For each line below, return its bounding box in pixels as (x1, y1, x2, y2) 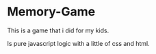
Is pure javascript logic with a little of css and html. (7, 39, 151, 47)
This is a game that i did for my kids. (7, 26, 109, 34)
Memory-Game (7, 4, 96, 20)
